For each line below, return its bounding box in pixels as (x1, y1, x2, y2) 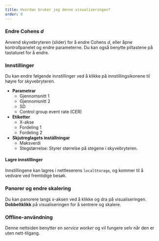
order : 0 (5, 12, 23, 17)
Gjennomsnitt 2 (19, 98, 50, 104)
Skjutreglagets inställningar (12, 135, 70, 141)
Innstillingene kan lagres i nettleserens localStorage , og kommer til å (5, 168, 143, 174)
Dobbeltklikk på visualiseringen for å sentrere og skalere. (5, 201, 121, 207)
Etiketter (12, 114, 30, 120)
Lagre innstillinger (5, 156, 43, 162)
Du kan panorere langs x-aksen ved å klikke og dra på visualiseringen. (5, 196, 147, 202)
